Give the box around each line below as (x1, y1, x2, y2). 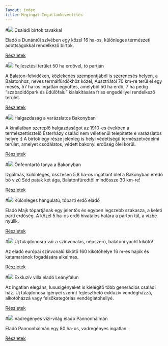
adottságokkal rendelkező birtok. (5, 42, 74, 49)
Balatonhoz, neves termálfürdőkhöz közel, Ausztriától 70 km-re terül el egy (5, 78, 162, 84)
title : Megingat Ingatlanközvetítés (5, 12, 83, 17)
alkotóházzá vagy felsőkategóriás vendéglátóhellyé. (5, 295, 115, 301)
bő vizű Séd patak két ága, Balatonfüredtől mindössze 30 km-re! (5, 177, 141, 183)
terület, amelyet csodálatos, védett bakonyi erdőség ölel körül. (5, 141, 136, 147)
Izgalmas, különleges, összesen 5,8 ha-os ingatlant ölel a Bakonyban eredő (5, 171, 163, 177)
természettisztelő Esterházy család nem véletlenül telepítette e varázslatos (5, 130, 162, 136)
